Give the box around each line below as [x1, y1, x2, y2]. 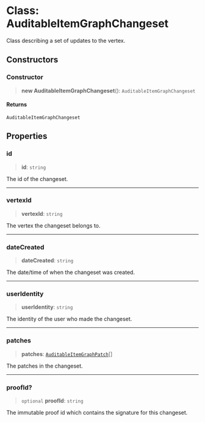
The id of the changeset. [6, 175, 68, 182]
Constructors [6, 54, 59, 65]
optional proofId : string [21, 397, 84, 404]
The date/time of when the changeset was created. [6, 268, 135, 276]
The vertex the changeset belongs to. [6, 221, 101, 229]
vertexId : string [21, 210, 63, 217]
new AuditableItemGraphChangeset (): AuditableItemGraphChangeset [21, 87, 196, 94]
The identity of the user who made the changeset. [6, 316, 132, 323]
